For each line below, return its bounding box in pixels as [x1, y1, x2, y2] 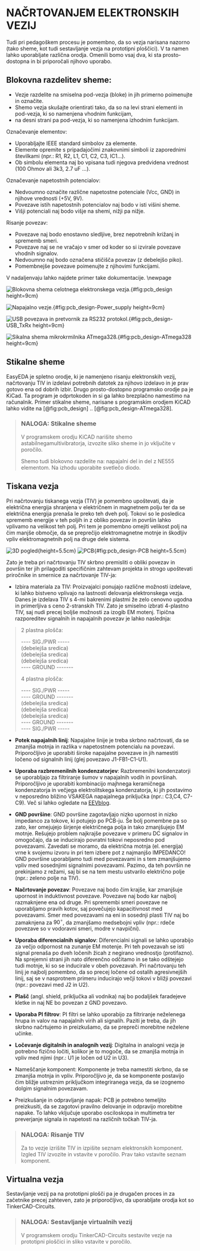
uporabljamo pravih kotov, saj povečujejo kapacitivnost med [14, 905, 163, 912]
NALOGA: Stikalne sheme [20, 419, 97, 428]
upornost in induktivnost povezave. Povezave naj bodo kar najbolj [14, 892, 177, 899]
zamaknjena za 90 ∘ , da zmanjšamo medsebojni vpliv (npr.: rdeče [14, 917, 175, 926]
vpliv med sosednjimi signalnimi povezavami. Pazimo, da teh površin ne [14, 862, 191, 869]
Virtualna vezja [6, 1174, 64, 1184]
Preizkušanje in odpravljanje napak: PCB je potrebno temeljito [14, 1096, 167, 1104]
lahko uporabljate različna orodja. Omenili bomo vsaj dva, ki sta [6, 51, 162, 58]
